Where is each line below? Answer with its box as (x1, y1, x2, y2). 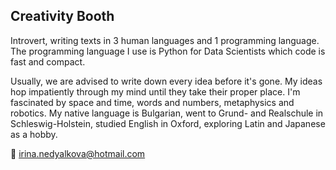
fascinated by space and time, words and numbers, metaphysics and (10, 96, 295, 108)
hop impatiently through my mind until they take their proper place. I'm (10, 85, 301, 98)
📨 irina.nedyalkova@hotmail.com (10, 147, 146, 159)
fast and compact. (10, 55, 86, 68)
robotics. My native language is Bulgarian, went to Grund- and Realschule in (10, 107, 324, 119)
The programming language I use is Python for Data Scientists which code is (10, 45, 326, 57)
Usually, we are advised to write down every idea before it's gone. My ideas (10, 75, 323, 87)
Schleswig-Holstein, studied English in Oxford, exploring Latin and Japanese (10, 117, 326, 129)
